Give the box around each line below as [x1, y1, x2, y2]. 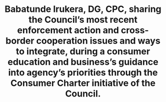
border [5, 35, 34, 47]
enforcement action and [17, 25, 119, 36]
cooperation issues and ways [36, 35, 160, 47]
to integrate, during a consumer [15, 46, 150, 57]
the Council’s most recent [28, 14, 138, 25]
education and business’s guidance [7, 56, 158, 68]
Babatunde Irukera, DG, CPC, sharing [4, 3, 161, 15]
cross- [120, 25, 149, 36]
